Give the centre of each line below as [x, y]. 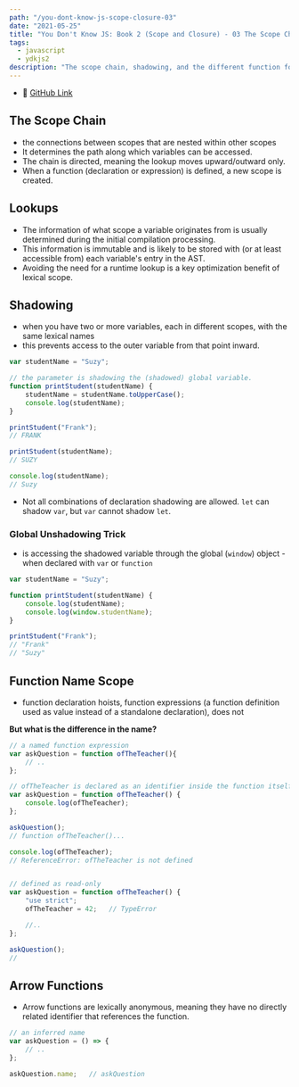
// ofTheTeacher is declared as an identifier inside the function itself [151, 786]
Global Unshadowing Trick [68, 534]
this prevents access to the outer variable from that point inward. [141, 345]
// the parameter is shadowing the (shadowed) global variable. [131, 378]
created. [37, 180]
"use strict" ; [51, 901]
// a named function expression [69, 745]
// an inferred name [48, 1033]
